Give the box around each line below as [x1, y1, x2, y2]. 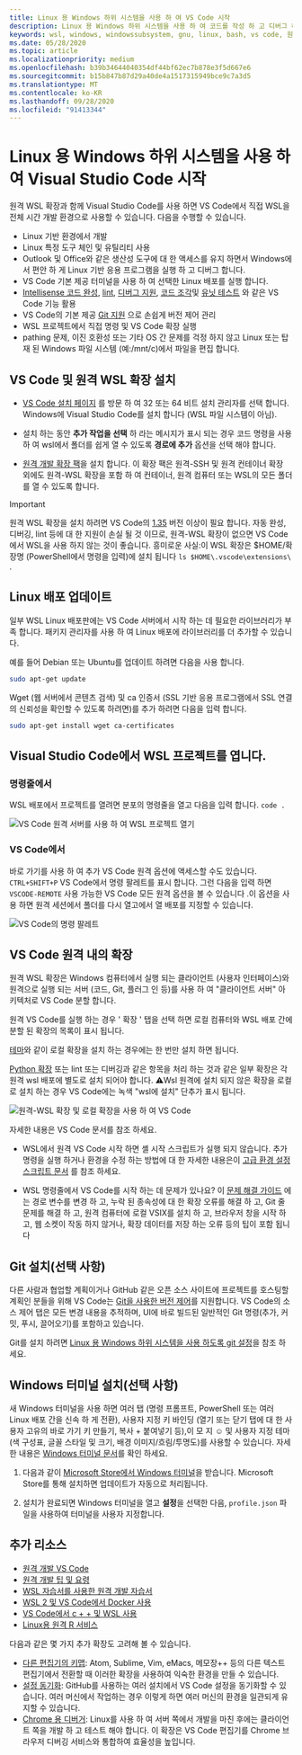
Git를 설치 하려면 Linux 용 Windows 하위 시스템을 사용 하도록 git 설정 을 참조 [9, 1337, 277, 1349]
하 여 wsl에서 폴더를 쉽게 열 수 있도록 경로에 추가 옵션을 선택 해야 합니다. [22, 440, 277, 450]
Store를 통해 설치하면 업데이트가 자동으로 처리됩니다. [22, 1478, 209, 1489]
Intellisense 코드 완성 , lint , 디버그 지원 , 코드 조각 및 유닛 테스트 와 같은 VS [22, 287, 280, 298]
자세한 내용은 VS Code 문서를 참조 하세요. [9, 1125, 157, 1136]
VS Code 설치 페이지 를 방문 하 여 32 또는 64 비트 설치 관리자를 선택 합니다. [22, 397, 289, 408]
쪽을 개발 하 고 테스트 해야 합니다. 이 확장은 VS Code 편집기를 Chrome [31, 1724, 280, 1735]
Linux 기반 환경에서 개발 [22, 231, 108, 242]
